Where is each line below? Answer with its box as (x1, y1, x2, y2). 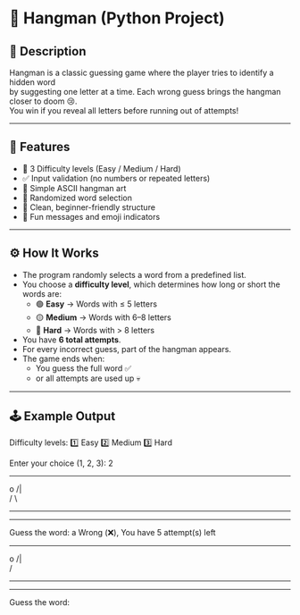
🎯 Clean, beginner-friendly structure (21, 201, 156, 213)
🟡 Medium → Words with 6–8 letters (35, 312, 172, 323)
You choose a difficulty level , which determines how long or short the (21, 279, 281, 290)
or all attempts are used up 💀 (35, 373, 141, 383)
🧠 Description (9, 44, 87, 59)
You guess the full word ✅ (35, 362, 132, 374)
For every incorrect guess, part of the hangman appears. (21, 343, 232, 354)
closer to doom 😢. (9, 96, 78, 106)
